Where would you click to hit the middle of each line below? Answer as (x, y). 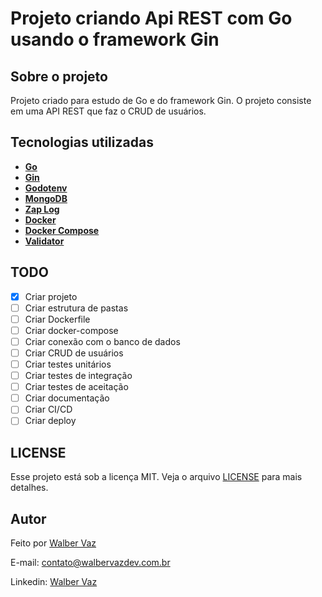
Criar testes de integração (78, 376)
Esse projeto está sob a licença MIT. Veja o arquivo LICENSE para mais (156, 477)
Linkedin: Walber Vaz (54, 581)
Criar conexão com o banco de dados (102, 341)
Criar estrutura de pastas (76, 308)
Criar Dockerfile (57, 319)
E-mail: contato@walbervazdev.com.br (90, 562)
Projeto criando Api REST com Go (151, 18)
